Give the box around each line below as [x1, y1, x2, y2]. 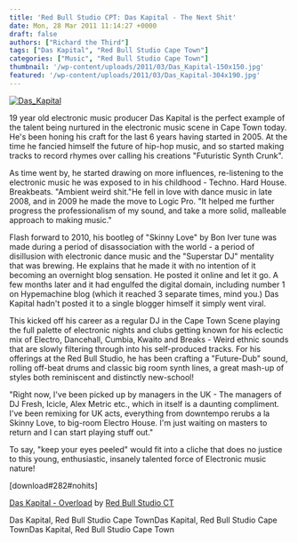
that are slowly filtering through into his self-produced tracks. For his [9, 343, 261, 354]
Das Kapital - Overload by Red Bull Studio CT [9, 497, 175, 507]
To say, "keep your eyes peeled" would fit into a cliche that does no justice [9, 443, 283, 454]
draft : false [9, 29, 58, 38]
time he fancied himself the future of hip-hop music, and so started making [9, 140, 285, 151]
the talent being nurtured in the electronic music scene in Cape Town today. [9, 122, 287, 132]
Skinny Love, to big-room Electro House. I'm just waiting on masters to [9, 417, 268, 427]
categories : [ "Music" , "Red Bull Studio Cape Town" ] [9, 54, 209, 63]
